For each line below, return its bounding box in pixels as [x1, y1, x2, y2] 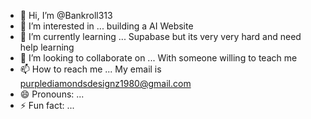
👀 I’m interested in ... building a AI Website [19, 20, 194, 32]
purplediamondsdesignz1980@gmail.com [19, 78, 192, 89]
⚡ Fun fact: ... [19, 100, 75, 111]
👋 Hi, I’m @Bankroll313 [19, 10, 113, 21]
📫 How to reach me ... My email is [19, 63, 162, 75]
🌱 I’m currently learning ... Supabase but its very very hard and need [19, 31, 302, 42]
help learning [19, 41, 75, 53]
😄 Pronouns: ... [19, 88, 85, 100]
